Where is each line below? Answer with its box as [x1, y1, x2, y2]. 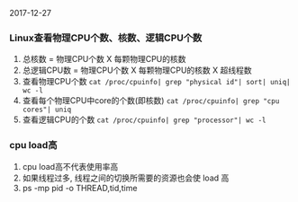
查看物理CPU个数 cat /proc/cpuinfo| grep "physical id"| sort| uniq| [22, 76, 291, 87]
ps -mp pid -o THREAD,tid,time [22, 182, 138, 193]
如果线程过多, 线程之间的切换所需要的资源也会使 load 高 [22, 172, 230, 183]
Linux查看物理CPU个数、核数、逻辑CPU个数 [9, 31, 203, 44]
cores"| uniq [22, 105, 72, 115]
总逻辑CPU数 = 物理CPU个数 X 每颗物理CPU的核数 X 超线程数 [22, 65, 252, 75]
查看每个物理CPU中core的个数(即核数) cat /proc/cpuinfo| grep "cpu [22, 95, 280, 106]
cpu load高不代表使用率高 [22, 161, 119, 171]
